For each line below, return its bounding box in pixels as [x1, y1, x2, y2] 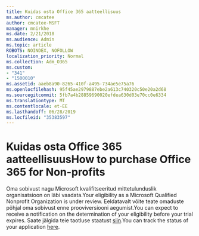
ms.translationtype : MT [6, 97, 66, 103]
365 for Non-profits [6, 165, 105, 179]
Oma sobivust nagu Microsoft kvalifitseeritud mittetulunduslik [6, 185, 157, 192]
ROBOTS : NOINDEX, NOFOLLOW [6, 48, 73, 54]
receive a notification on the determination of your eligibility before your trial [6, 210, 194, 218]
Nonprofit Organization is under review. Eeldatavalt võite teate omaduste [6, 198, 184, 205]
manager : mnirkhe [6, 25, 49, 32]
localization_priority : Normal [6, 53, 84, 59]
